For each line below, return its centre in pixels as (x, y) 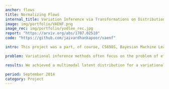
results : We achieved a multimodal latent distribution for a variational (85, 65)
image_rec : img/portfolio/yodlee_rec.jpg (49, 29)
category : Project (24, 79)
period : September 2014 (30, 74)
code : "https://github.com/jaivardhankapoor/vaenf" (60, 38)
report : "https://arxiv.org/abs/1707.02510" (53, 33)
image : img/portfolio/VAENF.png (39, 24)
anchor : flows (20, 10)
